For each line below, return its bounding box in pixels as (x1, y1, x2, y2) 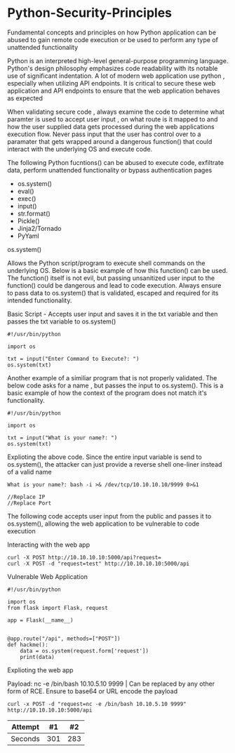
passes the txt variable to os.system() (7, 317, 116, 326)
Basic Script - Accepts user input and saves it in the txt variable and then (7, 309, 218, 318)
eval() (17, 187, 34, 195)
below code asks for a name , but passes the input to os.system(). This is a (7, 381, 224, 389)
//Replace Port (7, 500, 52, 507)
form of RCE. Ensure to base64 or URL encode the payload (7, 686, 178, 695)
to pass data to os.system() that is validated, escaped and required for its (7, 288, 219, 297)
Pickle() (17, 216, 40, 225)
